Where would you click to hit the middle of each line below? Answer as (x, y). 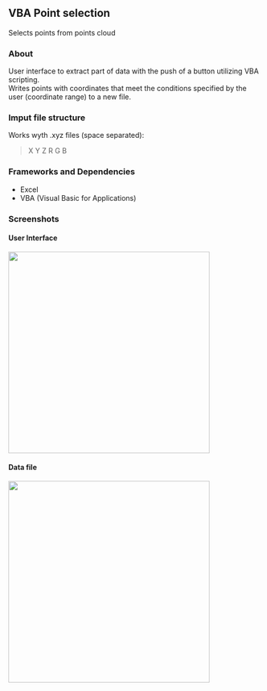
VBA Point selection (60, 13)
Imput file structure (47, 118)
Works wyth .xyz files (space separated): (76, 135)
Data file (23, 468)
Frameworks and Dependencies (72, 172)
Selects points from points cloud (62, 32)
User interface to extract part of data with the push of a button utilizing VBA (133, 71)
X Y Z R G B (47, 151)
